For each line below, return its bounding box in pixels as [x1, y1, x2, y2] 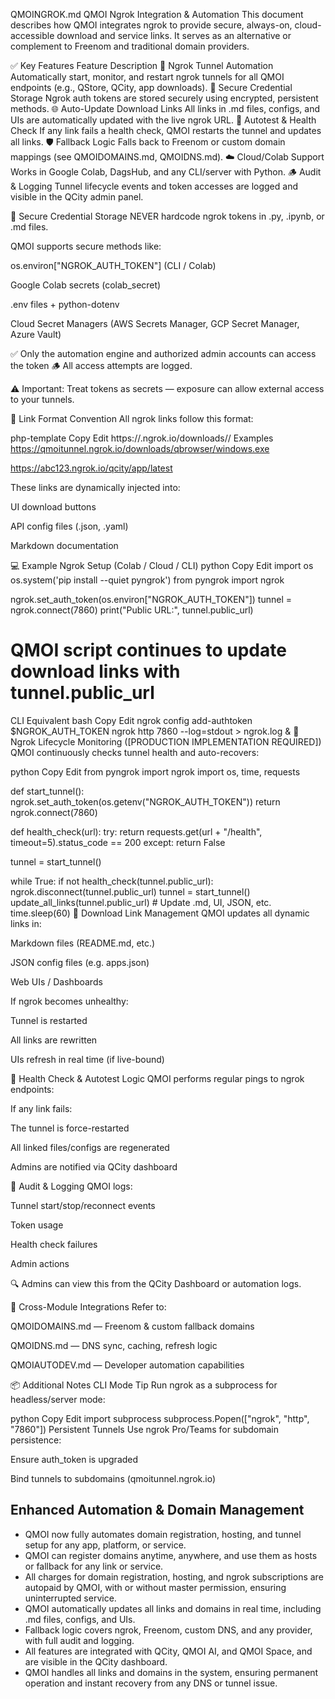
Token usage [10, 1219, 64, 1231]
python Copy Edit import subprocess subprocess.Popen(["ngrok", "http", [10, 1412, 310, 1424]
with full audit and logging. [24, 1634, 135, 1646]
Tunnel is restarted [10, 1014, 88, 1026]
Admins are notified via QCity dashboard [10, 1160, 178, 1173]
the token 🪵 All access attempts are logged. [10, 360, 193, 371]
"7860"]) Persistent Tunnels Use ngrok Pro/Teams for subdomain [10, 1423, 279, 1435]
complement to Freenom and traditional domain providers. [10, 40, 250, 52]
